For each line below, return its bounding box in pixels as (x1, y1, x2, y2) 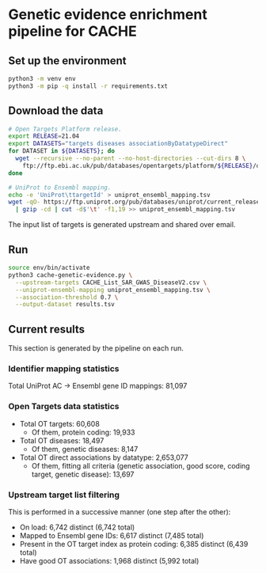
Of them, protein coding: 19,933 (31, 427, 136, 437)
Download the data (8, 104, 104, 118)
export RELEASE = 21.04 (8, 132, 80, 140)
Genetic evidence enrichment (8, 6, 207, 24)
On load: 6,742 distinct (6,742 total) (19, 522, 135, 532)
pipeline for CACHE (8, 22, 137, 40)
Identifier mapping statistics (8, 362, 120, 374)
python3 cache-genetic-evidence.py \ (8, 271, 133, 279)
